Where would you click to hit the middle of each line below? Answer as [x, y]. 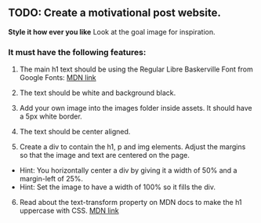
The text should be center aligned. [75, 132]
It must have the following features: [77, 52]
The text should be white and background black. [98, 93]
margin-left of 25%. [51, 179]
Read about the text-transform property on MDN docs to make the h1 [130, 203]
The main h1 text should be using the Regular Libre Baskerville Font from [136, 69]
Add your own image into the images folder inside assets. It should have [136, 108]
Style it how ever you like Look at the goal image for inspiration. [112, 31]
